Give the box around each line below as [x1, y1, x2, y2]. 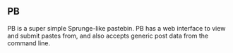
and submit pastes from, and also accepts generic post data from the [7, 31, 209, 40]
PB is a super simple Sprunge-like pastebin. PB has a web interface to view [7, 24, 226, 32]
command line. [7, 38, 51, 47]
